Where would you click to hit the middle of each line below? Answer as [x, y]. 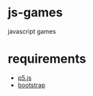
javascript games [32, 31]
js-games [36, 13]
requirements [47, 59]
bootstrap [31, 85]
